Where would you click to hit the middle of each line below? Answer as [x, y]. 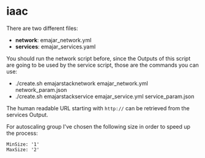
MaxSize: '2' [23, 149]
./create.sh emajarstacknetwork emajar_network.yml [81, 83]
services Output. [27, 115]
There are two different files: [42, 28]
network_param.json [41, 89]
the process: [22, 133]
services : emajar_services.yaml [55, 47]
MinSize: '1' [23, 144]
